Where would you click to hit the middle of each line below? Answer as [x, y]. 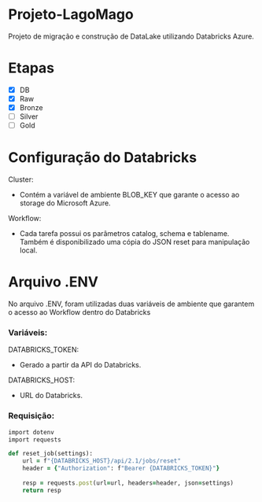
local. [28, 250]
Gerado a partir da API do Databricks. [80, 365]
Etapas [31, 68]
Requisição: [31, 416]
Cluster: [21, 179]
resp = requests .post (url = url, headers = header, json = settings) [128, 483]
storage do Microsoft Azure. [65, 203]
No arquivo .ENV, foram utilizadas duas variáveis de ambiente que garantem [131, 304]
